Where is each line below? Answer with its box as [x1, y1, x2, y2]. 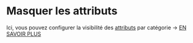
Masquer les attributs [6, 4, 118, 18]
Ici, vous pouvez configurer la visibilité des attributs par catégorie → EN [6, 24, 187, 31]
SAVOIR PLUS [6, 30, 42, 37]
